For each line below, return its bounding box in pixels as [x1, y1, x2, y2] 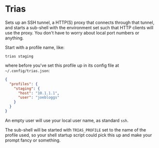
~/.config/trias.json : [5, 67, 50, 74]
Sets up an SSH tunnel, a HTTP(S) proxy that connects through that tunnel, [5, 19, 155, 25]
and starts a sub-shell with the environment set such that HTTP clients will [5, 24, 154, 30]
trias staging [5, 54, 34, 59]
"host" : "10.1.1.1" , [17, 91, 60, 95]
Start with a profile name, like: [5, 44, 64, 50]
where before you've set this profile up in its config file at [5, 62, 119, 68]
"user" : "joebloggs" [17, 95, 60, 100]
